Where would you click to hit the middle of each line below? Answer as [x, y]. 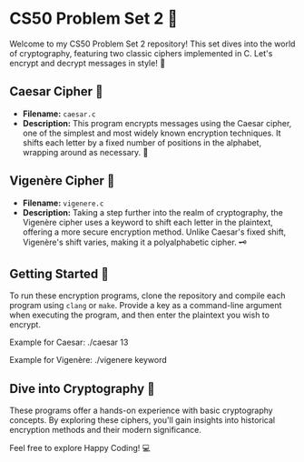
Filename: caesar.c [59, 114]
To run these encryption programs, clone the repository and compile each [147, 296]
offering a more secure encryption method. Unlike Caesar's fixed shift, [154, 232]
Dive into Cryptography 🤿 [83, 389]
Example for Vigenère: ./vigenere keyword [88, 360]
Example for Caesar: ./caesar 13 [69, 342]
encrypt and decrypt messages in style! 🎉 [88, 63]
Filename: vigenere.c [63, 203]
